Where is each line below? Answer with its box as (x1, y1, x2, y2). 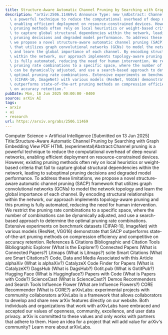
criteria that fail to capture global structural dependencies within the (19, 164, 159, 170)
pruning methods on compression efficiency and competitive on (26, 233, 158, 239)
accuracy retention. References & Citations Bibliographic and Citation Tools (5, 238, 160, 245)
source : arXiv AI (5, 95, 41, 100)
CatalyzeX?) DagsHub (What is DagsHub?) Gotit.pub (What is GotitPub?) (5, 265, 154, 271)
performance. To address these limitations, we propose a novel (5, 175, 135, 181)
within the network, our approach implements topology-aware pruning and (5, 196, 159, 202)
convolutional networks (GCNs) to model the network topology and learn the (5, 185, 163, 191)
